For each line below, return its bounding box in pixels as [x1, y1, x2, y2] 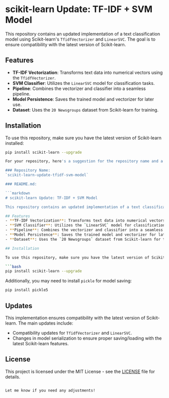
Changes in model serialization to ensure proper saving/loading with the [12, 335, 162, 341]
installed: [5, 140, 24, 146]
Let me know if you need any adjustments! [5, 388, 96, 393]
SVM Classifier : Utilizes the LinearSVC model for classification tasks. [12, 80, 155, 86]
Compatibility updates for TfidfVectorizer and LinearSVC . [12, 330, 132, 336]
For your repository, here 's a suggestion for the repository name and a [5, 159, 163, 164]
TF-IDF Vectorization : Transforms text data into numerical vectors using [12, 69, 163, 75]
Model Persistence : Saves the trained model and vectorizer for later [12, 96, 154, 102]
